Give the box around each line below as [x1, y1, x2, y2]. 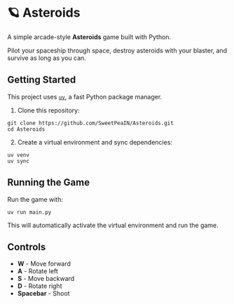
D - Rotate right [17, 282, 62, 290]
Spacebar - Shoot [17, 289, 70, 298]
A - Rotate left [17, 267, 58, 275]
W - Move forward [17, 259, 71, 268]
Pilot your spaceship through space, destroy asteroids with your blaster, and [7, 46, 228, 55]
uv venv [7, 151, 30, 159]
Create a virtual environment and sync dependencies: [17, 138, 173, 146]
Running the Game [7, 177, 90, 189]
